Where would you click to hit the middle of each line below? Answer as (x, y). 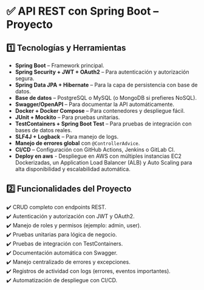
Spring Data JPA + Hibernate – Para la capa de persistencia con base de (106, 85)
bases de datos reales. (43, 130)
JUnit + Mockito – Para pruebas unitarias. (67, 117)
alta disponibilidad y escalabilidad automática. (73, 169)
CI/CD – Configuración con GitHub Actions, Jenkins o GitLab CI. (95, 150)
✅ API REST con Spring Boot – (83, 11)
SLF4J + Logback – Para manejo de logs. (67, 136)
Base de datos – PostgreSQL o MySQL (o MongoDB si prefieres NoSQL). (106, 98)
